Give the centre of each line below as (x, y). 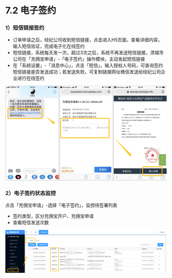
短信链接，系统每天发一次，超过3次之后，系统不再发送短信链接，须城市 (88, 53)
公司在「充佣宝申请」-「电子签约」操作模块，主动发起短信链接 (79, 59)
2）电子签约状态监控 (31, 193)
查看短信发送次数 (31, 223)
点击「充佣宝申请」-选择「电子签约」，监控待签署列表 (61, 205)
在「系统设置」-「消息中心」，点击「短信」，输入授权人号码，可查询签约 (88, 66)
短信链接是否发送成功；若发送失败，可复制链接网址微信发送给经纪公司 (87, 72)
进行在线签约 (31, 78)
